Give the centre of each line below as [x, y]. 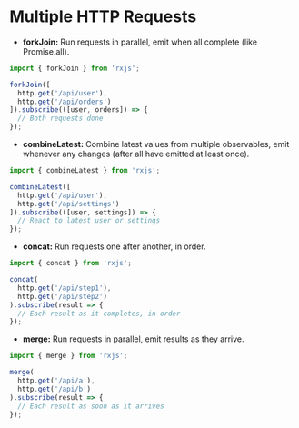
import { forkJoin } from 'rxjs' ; [75, 68]
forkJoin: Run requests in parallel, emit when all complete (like [140, 42]
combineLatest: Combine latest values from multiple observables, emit [156, 144]
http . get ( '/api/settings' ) [69, 204]
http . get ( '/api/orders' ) [65, 102]
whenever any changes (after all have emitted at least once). [136, 154]
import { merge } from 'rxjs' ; [69, 356]
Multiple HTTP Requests [103, 17]
